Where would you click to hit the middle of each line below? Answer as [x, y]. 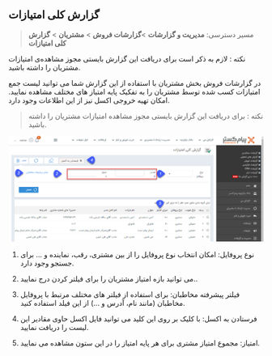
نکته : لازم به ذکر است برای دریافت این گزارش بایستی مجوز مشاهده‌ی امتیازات [127, 58]
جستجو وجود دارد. [47, 263]
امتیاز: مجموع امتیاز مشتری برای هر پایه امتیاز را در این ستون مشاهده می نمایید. [140, 343]
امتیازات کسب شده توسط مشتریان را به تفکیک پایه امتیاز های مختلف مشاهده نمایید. [134, 91]
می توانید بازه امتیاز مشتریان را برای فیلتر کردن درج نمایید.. [109, 279]
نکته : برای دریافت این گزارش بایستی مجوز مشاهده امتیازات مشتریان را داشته [145, 116]
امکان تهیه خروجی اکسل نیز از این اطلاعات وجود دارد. [89, 100]
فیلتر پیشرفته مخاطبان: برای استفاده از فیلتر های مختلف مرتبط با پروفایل [130, 295]
